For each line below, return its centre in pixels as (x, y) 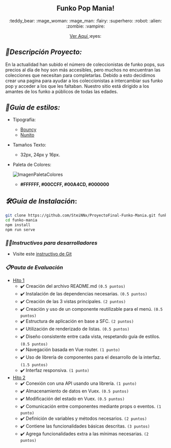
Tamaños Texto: (30, 145)
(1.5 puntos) (34, 365)
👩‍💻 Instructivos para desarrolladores (51, 243)
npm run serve (20, 230)
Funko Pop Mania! (85, 8)
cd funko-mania (21, 220)
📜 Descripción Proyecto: (44, 52)
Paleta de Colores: (32, 165)
